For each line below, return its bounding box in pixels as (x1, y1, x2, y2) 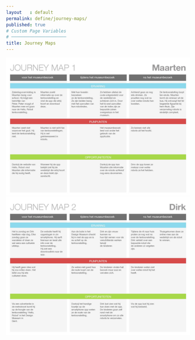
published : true (6, 22, 46, 28)
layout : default (6, 9, 54, 15)
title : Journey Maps (6, 40, 57, 46)
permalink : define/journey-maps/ (6, 15, 88, 22)
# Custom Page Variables (6, 28, 67, 34)
